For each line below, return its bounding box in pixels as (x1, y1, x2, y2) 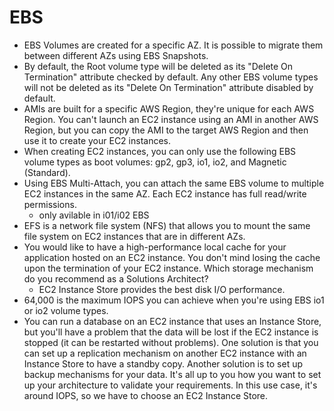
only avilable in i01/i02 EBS (38, 209, 150, 221)
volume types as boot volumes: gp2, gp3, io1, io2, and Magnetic (23, 156, 287, 168)
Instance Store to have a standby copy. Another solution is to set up (23, 357, 304, 370)
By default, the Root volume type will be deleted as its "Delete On (23, 60, 294, 72)
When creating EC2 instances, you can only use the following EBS (23, 145, 297, 157)
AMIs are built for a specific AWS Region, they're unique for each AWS (23, 102, 315, 115)
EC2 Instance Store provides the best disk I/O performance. (38, 283, 286, 295)
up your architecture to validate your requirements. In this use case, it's (23, 379, 318, 391)
